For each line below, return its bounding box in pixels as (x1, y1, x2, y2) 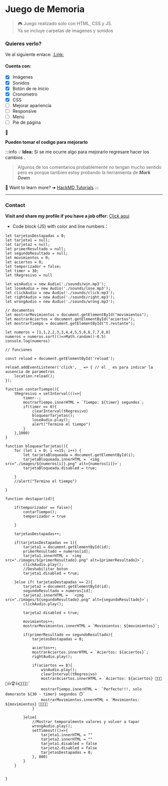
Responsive (12, 108, 36, 114)
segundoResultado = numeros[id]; (23, 589, 93, 594)
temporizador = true (23, 514, 66, 519)
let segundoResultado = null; (5, 251, 68, 256)
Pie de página (12, 119, 41, 125)
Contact (5, 201, 25, 208)
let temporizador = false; (5, 264, 61, 269)
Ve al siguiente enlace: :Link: (5, 52, 64, 58)
